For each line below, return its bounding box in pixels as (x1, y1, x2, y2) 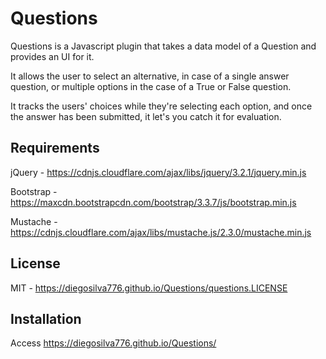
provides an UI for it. (10, 50, 95, 62)
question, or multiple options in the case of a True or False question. (10, 80, 292, 92)
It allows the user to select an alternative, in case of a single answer (10, 70, 290, 82)
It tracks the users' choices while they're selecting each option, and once (10, 100, 313, 112)
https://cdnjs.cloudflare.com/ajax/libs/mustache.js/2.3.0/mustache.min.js (10, 226, 312, 238)
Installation (10, 310, 82, 327)
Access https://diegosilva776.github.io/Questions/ (10, 337, 217, 349)
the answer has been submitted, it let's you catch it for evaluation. (10, 110, 282, 122)
